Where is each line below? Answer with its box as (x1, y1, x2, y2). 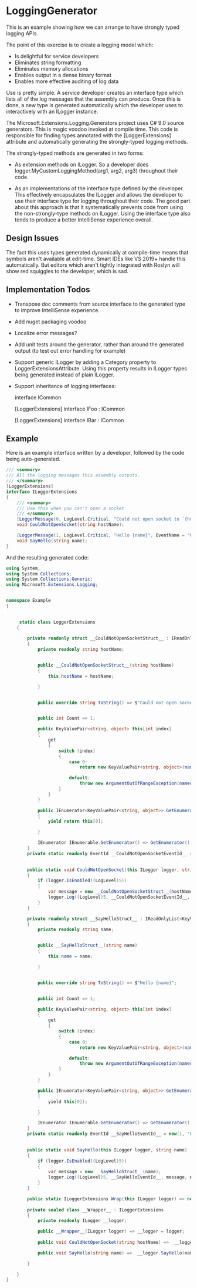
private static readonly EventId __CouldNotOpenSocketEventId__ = (27, 850, 193, 856)
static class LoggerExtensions (19, 619, 96, 625)
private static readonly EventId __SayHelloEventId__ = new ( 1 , (27, 1131, 185, 1137)
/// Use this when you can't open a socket (16, 505, 125, 511)
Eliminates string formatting (14, 59, 81, 66)
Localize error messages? (14, 329, 77, 336)
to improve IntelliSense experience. (14, 306, 100, 313)
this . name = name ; (47, 953, 93, 959)
